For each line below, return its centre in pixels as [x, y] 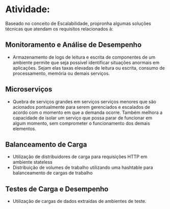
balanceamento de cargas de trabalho [53, 173]
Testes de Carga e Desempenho [57, 189]
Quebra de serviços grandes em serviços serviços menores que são [84, 101]
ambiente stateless [32, 162]
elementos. [24, 129]
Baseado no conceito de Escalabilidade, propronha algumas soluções [78, 23]
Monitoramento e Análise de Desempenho [73, 45]
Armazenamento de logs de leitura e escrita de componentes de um [84, 57]
